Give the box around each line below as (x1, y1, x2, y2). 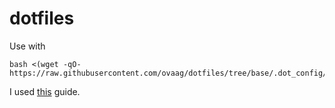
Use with (9, 40, 46, 52)
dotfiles (9, 7, 75, 30)
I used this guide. (9, 85, 81, 97)
